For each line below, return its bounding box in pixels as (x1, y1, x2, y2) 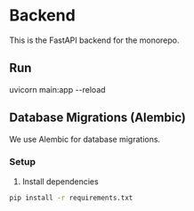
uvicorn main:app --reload (9, 84, 106, 94)
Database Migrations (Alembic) (9, 110, 187, 126)
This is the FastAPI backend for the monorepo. (9, 35, 180, 45)
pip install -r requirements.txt (9, 193, 133, 202)
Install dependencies (21, 175, 100, 187)
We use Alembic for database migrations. (9, 134, 161, 144)
